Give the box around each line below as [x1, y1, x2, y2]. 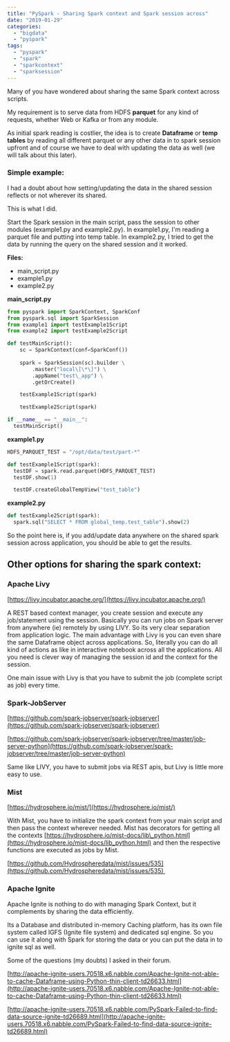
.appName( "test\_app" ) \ [32, 372, 104, 379]
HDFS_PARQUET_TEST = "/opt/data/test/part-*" [7, 448, 140, 456]
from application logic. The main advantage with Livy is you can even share [7, 631, 222, 639]
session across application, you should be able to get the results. [7, 539, 192, 547]
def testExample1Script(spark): [7, 461, 100, 468]
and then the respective [153, 838, 221, 847]
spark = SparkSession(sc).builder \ [19, 359, 126, 366]
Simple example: [7, 168, 64, 177]
